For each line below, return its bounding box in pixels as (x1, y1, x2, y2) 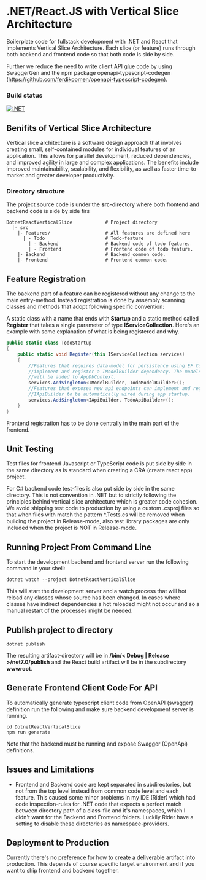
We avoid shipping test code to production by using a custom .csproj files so (6, 505, 200, 512)
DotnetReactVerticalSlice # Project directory (6, 219, 158, 225)
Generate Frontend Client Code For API (6, 683, 158, 693)
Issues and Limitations (6, 765, 94, 775)
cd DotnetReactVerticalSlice (6, 723, 81, 730)
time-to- (177, 165, 199, 173)
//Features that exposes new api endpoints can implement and (28, 386, 191, 392)
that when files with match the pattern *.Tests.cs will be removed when (6, 511, 185, 518)
